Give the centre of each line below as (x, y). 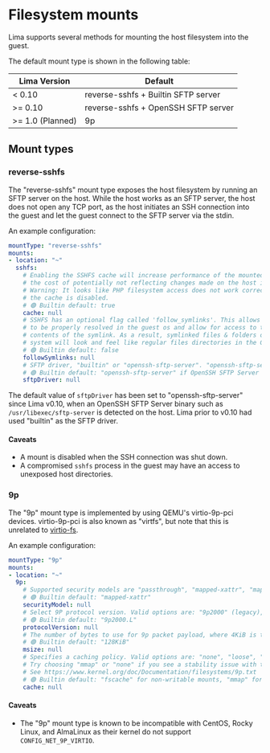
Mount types (41, 149)
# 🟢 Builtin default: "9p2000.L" (80, 620)
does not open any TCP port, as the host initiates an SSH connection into (129, 207)
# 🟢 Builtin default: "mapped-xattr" (87, 597)
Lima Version (45, 80)
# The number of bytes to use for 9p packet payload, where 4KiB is (140, 635)
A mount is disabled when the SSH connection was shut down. (124, 457)
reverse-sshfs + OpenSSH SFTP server (160, 108)
